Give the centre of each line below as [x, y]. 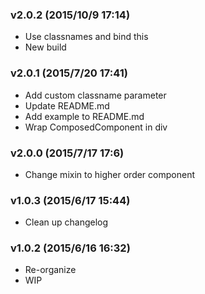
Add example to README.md [84, 116]
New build [45, 47]
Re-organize [50, 270]
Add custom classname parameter [95, 95]
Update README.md [67, 105]
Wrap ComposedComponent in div [96, 127]
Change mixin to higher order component [109, 174]
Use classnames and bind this [86, 37]
